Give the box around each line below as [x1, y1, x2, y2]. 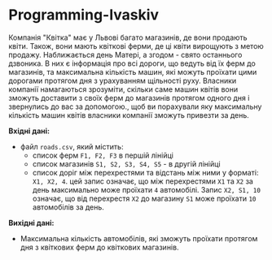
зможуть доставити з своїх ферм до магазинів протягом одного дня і [8, 93, 250, 102]
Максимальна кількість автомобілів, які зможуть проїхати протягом [20, 233, 258, 243]
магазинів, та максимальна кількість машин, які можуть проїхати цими [8, 67, 257, 76]
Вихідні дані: [8, 218, 55, 227]
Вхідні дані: [8, 126, 50, 136]
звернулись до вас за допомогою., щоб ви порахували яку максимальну [8, 102, 262, 111]
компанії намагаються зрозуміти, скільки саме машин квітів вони [8, 84, 239, 94]
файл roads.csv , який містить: [20, 141, 124, 151]
